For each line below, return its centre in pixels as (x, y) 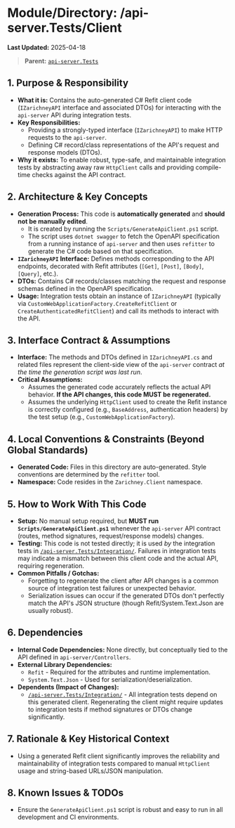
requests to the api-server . (67, 137)
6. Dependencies (45, 633)
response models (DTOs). (65, 152)
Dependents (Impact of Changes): (68, 687)
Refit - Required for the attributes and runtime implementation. (119, 672)
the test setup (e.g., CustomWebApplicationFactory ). (101, 417)
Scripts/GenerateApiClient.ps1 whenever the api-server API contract (119, 528)
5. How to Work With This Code (77, 504)
